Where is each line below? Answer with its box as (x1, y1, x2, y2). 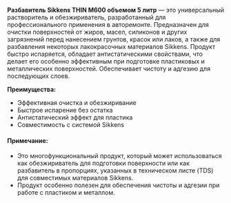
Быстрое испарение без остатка (17, 106, 113, 114)
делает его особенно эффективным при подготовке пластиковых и (7, 57, 205, 65)
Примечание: (7, 136, 48, 144)
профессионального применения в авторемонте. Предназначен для (7, 21, 209, 28)
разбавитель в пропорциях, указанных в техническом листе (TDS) (17, 166, 214, 175)
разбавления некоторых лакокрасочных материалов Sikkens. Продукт (7, 43, 216, 50)
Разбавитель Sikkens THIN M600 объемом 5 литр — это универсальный (7, 6, 225, 14)
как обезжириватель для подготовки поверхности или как (17, 159, 190, 168)
